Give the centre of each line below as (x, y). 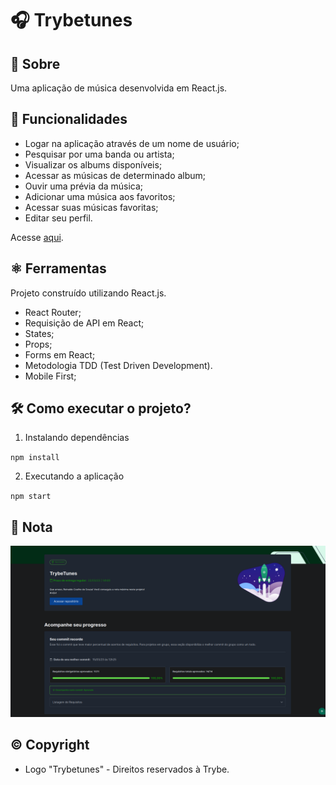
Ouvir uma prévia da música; (84, 186)
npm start (31, 497)
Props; (38, 344)
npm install (35, 458)
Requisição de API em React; (84, 323)
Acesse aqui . (37, 237)
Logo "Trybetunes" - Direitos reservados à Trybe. (127, 769)
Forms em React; (60, 354)
